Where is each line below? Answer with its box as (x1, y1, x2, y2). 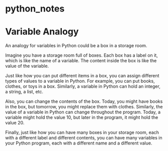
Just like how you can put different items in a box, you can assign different (5, 73, 159, 79)
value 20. (5, 120, 25, 126)
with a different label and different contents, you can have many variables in (5, 135, 162, 141)
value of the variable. (5, 63, 49, 69)
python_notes (5, 3, 65, 15)
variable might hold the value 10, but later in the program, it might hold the (5, 114, 158, 120)
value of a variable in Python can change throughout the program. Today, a (5, 109, 161, 115)
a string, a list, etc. (5, 89, 44, 95)
